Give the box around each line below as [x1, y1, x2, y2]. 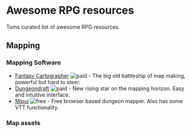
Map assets [6, 119, 41, 127]
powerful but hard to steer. [14, 78, 81, 85]
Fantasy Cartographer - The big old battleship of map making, [14, 72, 186, 79]
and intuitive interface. [14, 91, 70, 98]
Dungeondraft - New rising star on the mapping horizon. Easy [14, 85, 185, 92]
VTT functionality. [14, 104, 59, 111]
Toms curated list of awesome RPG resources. [6, 23, 121, 30]
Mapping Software [6, 58, 61, 67]
